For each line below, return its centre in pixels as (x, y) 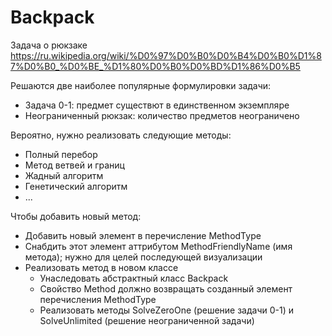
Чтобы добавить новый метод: (76, 216)
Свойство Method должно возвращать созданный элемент (166, 288)
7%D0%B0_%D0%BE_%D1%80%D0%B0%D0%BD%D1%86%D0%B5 (155, 66)
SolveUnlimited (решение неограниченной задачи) (147, 320)
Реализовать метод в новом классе (101, 267)
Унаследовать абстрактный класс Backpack (134, 278)
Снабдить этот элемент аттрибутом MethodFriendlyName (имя (158, 246)
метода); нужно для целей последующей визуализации (143, 257)
